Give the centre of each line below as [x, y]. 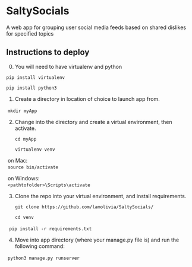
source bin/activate [33, 167]
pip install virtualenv [36, 77]
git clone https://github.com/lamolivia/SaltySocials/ [84, 207]
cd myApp [26, 139]
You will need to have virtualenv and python [68, 66]
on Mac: [18, 160]
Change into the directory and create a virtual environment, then [93, 122]
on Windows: [23, 178]
